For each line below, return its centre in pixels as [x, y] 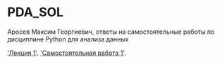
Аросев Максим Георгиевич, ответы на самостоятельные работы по [111, 32]
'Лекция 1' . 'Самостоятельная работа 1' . [67, 53]
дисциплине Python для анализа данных [68, 39]
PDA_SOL [36, 12]
